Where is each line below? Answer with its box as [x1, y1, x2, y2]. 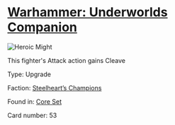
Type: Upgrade [7, 70, 52, 78]
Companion [7, 19, 78, 35]
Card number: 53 [7, 111, 57, 119]
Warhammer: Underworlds [7, 4, 168, 20]
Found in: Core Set [7, 97, 62, 106]
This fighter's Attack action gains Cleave [7, 56, 126, 64]
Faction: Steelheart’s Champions [7, 83, 102, 92]
